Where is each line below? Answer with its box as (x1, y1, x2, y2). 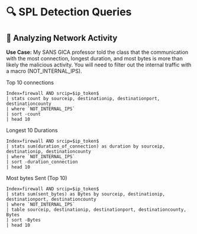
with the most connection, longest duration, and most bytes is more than (6, 55, 183, 62)
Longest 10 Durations (6, 127, 58, 134)
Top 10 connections (6, 79, 54, 86)
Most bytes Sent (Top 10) (6, 175, 67, 181)
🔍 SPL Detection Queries (6, 5, 132, 19)
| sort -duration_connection (6, 159, 78, 165)
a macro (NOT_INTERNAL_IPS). (6, 68, 82, 75)
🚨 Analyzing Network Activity (6, 33, 118, 43)
